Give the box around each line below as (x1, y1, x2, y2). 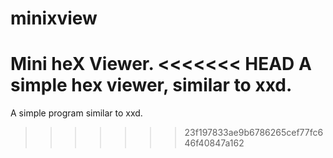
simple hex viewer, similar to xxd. (10, 74, 293, 97)
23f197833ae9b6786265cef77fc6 (184, 127, 324, 139)
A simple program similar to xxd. (10, 107, 143, 119)
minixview (10, 7, 98, 30)
